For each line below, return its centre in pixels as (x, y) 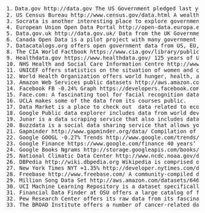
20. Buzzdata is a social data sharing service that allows (98, 125)
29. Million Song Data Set (47, 180)
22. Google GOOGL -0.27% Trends (55, 137)
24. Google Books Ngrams (43, 150)
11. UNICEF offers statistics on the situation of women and (100, 70)
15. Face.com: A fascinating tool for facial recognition (95, 95)
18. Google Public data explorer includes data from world (97, 113)
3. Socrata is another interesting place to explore (87, 21)
